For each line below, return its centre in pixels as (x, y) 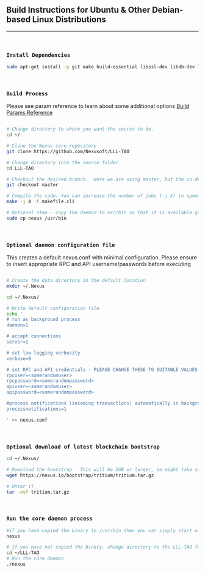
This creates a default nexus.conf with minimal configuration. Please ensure (102, 258)
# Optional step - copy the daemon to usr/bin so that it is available (99, 213)
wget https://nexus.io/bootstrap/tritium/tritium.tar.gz (80, 475)
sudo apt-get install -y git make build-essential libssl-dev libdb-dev (101, 67)
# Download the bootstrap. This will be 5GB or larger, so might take (99, 469)
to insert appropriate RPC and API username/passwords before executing (99, 264)
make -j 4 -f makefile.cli (41, 202)
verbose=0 (19, 359)
